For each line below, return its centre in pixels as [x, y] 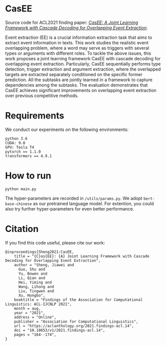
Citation [22, 229]
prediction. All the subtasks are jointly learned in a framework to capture [79, 80]
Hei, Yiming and [35, 282]
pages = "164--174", [35, 335]
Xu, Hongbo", [32, 295]
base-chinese [19, 204]
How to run [28, 176]
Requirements [35, 116]
